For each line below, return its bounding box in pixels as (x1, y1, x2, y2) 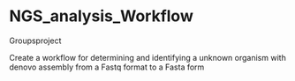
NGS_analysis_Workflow (9, 6, 194, 26)
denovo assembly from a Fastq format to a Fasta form (9, 62, 205, 72)
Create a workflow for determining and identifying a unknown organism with (9, 52, 287, 63)
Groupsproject (9, 35, 62, 46)
